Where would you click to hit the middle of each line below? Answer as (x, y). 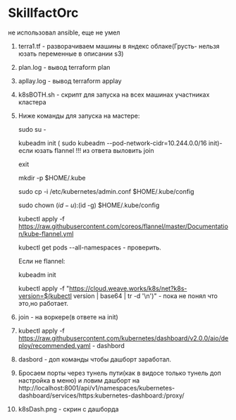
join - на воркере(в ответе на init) (68, 317)
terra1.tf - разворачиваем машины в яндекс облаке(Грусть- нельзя (119, 46)
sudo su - (32, 129)
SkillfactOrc (43, 13)
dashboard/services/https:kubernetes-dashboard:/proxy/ (101, 395)
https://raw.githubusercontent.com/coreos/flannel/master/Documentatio (123, 226)
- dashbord (108, 345)
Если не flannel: (42, 261)
